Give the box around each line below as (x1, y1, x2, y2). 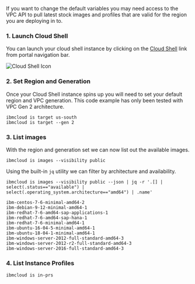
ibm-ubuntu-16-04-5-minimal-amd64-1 (6, 225, 95, 231)
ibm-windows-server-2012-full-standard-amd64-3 (6, 235, 124, 241)
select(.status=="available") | (6, 184, 85, 190)
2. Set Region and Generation (6, 77, 91, 85)
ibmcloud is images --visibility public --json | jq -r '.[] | (6, 179, 163, 185)
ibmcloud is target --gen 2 (6, 119, 75, 125)
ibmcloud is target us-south (6, 114, 77, 120)
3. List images (6, 133, 47, 141)
